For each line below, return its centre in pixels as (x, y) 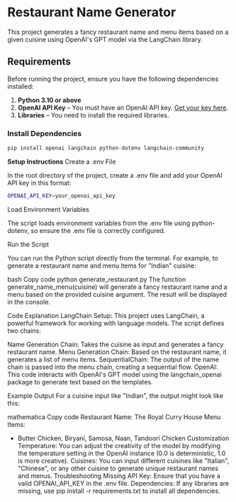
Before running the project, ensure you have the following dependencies (113, 79)
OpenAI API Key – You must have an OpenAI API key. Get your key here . (123, 108)
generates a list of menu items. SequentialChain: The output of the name (113, 359)
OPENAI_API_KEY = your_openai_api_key (61, 195)
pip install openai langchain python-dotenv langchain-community (106, 148)
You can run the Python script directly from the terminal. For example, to (113, 258)
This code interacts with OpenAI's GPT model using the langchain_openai (114, 374)
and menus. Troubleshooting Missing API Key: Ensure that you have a (119, 476)
